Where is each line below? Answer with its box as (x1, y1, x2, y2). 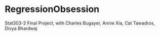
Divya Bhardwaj (5, 25, 37, 31)
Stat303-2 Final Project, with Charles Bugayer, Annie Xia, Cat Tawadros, (5, 20, 155, 26)
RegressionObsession (5, 3, 100, 15)
